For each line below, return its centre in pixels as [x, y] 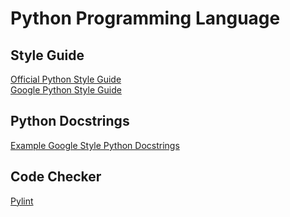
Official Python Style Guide [66, 79]
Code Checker [56, 177]
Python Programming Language [145, 18]
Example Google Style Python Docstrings [95, 145]
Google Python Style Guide [66, 90]
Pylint [22, 201]
